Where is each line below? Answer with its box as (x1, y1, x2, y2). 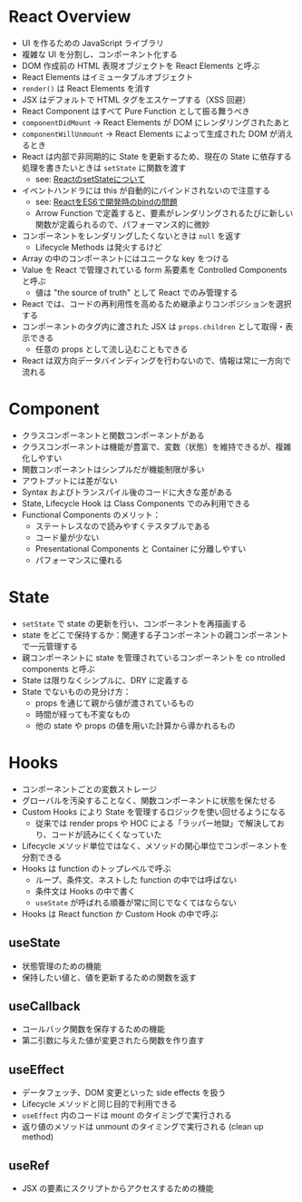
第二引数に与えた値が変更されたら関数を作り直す (21, 1035, 205, 1046)
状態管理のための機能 (21, 960, 102, 972)
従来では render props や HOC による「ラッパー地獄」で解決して (34, 817, 278, 828)
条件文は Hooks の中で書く (34, 885, 136, 896)
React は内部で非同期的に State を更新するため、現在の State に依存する (21, 151, 292, 161)
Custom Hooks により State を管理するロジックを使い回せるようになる (21, 806, 287, 817)
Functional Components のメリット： (21, 509, 161, 520)
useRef (8, 1158, 50, 1173)
